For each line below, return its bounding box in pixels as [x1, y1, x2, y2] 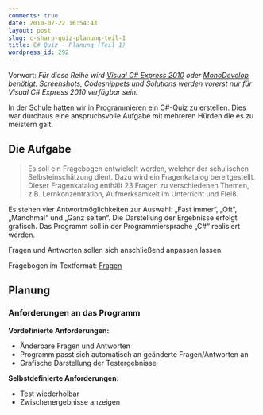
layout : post [8, 26, 52, 34]
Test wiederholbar [19, 389, 79, 398]
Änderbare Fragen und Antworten [19, 341, 131, 351]
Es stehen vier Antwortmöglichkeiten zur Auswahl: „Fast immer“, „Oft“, [8, 204, 238, 214]
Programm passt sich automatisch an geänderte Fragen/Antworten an [19, 349, 249, 359]
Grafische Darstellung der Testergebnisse [19, 358, 157, 367]
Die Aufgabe [8, 142, 72, 156]
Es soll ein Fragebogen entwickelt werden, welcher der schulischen [27, 164, 249, 173]
